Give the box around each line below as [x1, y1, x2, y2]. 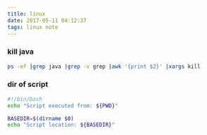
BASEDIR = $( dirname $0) [7, 115, 74, 122]
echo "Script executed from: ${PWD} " [7, 102, 119, 110]
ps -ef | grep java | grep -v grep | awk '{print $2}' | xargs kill [7, 63, 201, 70]
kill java [7, 47, 34, 57]
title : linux [7, 10, 46, 18]
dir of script [7, 79, 48, 89]
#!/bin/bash [7, 95, 42, 102]
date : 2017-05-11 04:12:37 [7, 17, 87, 24]
